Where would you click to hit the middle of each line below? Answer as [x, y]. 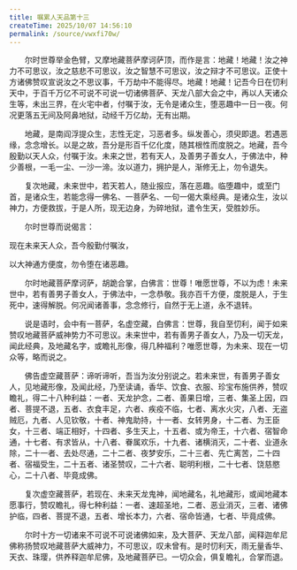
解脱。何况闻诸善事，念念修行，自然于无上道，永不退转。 [152, 305]
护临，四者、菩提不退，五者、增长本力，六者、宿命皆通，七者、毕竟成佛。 [145, 516]
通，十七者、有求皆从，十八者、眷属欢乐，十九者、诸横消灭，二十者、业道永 [148, 442]
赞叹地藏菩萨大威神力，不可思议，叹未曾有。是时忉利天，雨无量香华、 [160, 546]
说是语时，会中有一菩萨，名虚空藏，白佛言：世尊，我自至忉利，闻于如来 [156, 324]
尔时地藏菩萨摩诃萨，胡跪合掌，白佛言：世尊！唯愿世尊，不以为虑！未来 [156, 283]
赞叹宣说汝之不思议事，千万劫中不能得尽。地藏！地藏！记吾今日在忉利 [160, 82]
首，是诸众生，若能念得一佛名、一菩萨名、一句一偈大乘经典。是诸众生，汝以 [148, 197]
